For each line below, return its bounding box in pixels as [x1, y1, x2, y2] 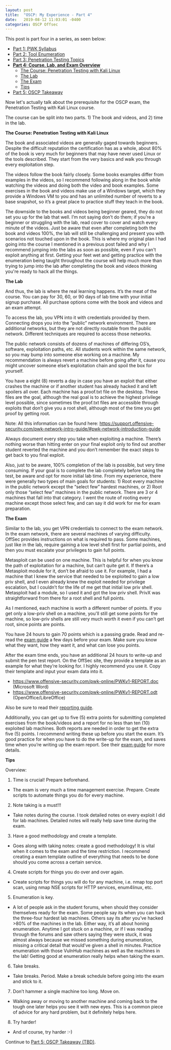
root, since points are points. [5, 622, 65, 628]
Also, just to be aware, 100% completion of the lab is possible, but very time [5, 462, 165, 468]
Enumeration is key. [12, 894, 55, 901]
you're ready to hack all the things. [5, 268, 78, 274]
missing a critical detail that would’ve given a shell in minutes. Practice [12, 942, 161, 949]
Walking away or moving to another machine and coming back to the [12, 998, 157, 1004]
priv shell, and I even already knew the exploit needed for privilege [5, 579, 145, 585]
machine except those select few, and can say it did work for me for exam [5, 500, 161, 506]
